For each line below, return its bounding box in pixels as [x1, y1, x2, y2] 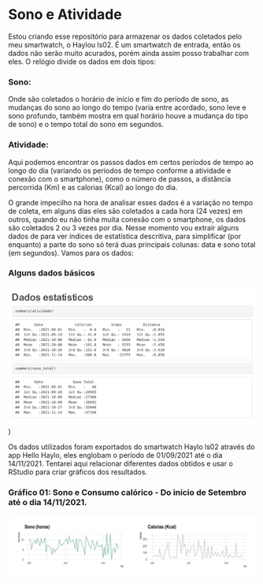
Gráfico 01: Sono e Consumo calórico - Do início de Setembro [8, 487, 246, 498]
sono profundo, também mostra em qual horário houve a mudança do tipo [8, 111, 249, 121]
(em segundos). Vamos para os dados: [8, 248, 134, 257]
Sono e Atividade [8, 6, 122, 24]
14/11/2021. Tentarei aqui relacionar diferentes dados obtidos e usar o [8, 459, 234, 468]
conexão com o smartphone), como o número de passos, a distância [8, 174, 232, 183]
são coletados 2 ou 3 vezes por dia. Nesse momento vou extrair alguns [8, 223, 239, 232]
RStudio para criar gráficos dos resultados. [8, 467, 148, 477]
